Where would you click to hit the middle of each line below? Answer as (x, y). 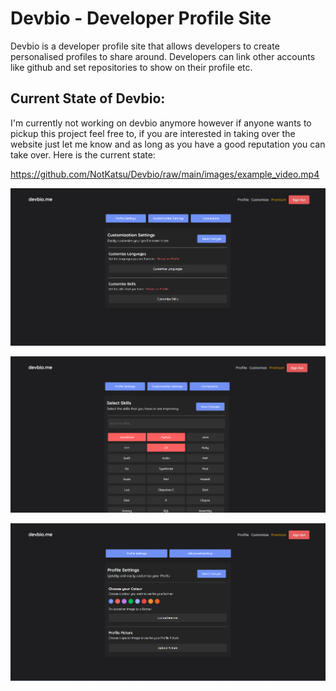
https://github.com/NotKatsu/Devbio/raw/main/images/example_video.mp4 (165, 174)
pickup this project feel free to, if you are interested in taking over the (153, 133)
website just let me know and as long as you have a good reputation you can (168, 144)
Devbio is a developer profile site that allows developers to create (145, 46)
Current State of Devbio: (88, 98)
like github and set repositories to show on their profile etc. (131, 67)
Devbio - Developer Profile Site (141, 18)
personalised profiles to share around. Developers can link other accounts (163, 56)
